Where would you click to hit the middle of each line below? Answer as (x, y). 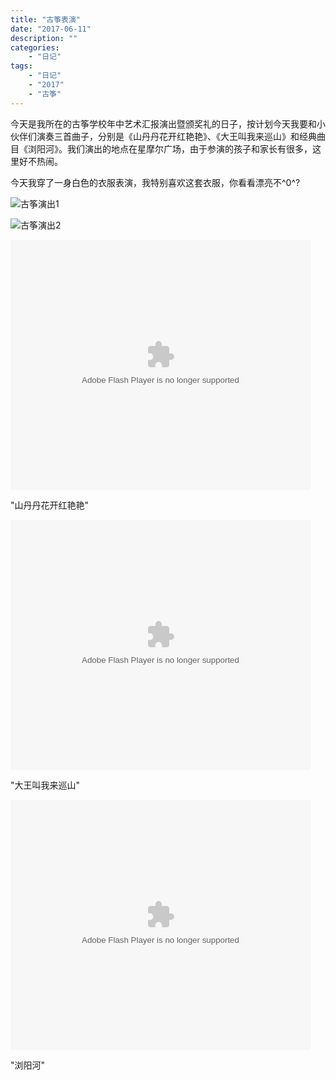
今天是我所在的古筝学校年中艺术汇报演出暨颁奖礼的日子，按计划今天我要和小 (168, 123)
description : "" (44, 38)
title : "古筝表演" (46, 19)
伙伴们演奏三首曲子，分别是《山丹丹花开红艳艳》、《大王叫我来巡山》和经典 (163, 136)
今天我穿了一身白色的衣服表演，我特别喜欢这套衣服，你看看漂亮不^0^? (155, 182)
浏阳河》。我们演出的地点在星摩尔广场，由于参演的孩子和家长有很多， (170, 148)
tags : (21, 66)
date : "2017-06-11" (51, 29)
